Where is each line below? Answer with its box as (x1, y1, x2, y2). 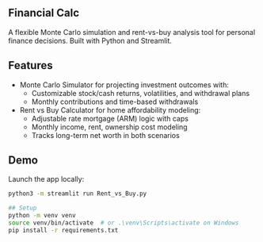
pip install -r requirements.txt (8, 226, 119, 234)
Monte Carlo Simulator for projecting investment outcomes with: (19, 79, 230, 90)
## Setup (8, 204, 37, 213)
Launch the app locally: (8, 175, 85, 184)
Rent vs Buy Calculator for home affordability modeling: (19, 105, 201, 114)
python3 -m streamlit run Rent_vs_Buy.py (8, 190, 147, 198)
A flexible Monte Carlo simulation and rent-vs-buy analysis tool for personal (8, 27, 256, 36)
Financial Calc (8, 6, 80, 20)
